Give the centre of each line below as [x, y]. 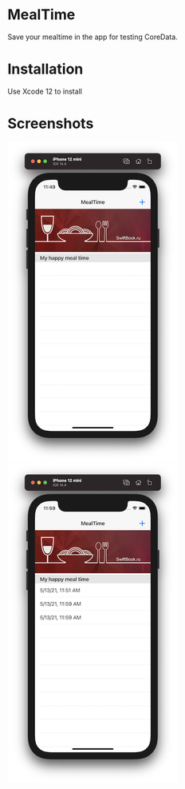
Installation [45, 69]
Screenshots [51, 124]
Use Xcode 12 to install [45, 91]
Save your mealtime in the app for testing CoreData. [93, 37]
